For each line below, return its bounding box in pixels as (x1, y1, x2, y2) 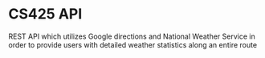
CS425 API (8, 5, 83, 23)
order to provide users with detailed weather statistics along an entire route (8, 39, 258, 49)
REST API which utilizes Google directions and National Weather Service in (8, 31, 255, 41)
